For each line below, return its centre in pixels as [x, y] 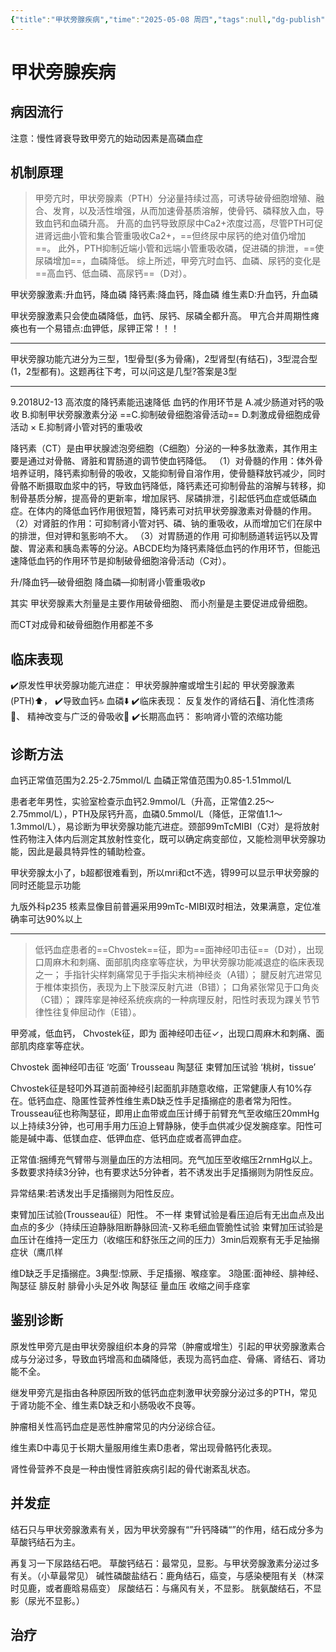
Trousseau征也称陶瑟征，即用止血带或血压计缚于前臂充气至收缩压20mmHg [165, 1113]
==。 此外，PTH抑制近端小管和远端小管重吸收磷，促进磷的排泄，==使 [179, 248]
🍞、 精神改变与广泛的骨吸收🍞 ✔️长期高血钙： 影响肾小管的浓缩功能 [146, 717]
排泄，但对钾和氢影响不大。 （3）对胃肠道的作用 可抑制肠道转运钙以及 [164, 536]
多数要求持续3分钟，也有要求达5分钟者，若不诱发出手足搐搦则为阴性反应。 [164, 1172]
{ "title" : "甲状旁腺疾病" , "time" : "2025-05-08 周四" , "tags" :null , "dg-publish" [168, 19]
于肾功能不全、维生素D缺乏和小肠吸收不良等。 [106, 1405]
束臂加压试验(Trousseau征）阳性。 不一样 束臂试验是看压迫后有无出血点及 [163, 1215]
